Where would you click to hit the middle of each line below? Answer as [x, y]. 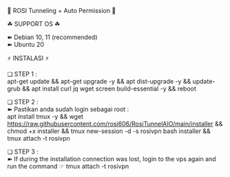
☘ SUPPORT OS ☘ [34, 24]
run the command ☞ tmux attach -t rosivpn [68, 166]
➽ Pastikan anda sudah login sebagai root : [68, 109]
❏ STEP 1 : [22, 74]
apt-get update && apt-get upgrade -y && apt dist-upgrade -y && [99, 81]
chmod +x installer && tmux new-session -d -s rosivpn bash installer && [109, 131]
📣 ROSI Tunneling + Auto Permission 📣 [62, 11]
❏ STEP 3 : [23, 152]
